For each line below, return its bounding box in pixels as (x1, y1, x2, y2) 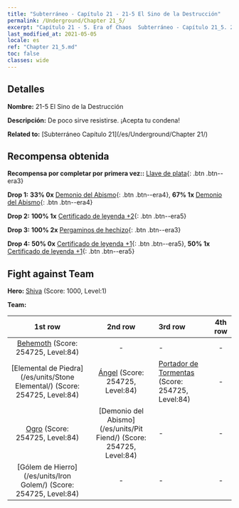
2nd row (106, 322, 136, 332)
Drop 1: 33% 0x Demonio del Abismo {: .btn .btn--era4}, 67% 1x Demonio (7, 190, 223, 199)
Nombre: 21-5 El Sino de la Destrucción (7, 102, 124, 110)
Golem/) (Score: (20, 480, 75, 490)
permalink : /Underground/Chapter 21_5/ (7, 17, 126, 24)
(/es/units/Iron (23, 471, 72, 481)
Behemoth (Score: (16, 338, 78, 348)
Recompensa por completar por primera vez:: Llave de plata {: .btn (7, 169, 205, 178)
